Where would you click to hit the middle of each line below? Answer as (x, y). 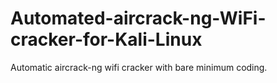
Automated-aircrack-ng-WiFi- (138, 18)
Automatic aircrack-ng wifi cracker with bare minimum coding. (139, 67)
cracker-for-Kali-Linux (106, 39)
